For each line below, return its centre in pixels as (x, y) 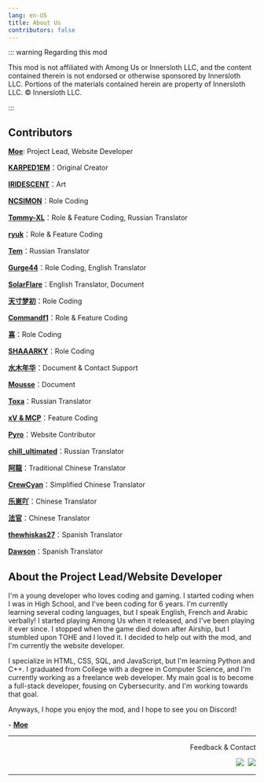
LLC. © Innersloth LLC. (45, 93)
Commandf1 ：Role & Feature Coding (68, 318)
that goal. (24, 694)
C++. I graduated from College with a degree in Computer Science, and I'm (130, 669)
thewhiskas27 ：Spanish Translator (66, 535)
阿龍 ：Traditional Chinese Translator (67, 468)
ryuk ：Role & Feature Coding (56, 234)
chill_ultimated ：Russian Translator (66, 452)
